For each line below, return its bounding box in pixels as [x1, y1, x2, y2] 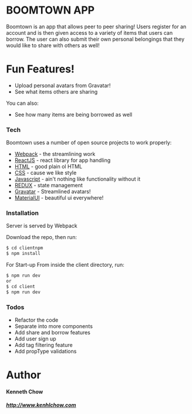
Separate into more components [14, 323, 93, 330]
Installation [6, 209, 39, 217]
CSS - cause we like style [14, 169, 77, 177]
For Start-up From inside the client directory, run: [6, 261, 124, 269]
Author [6, 369, 41, 382]
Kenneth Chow [6, 388, 43, 395]
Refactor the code [14, 316, 59, 324]
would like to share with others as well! [6, 42, 100, 49]
